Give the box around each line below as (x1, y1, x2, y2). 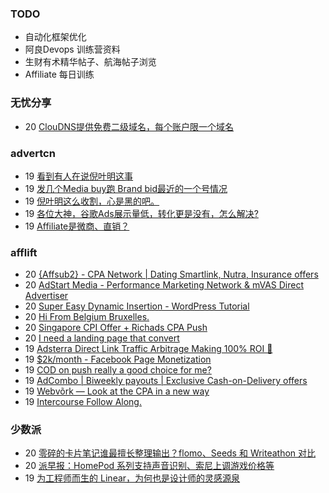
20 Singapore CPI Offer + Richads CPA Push (24, 322, 208, 334)
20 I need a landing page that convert (24, 332, 180, 344)
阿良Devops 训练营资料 (24, 43, 121, 56)
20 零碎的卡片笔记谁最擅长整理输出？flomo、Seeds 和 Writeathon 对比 (24, 447, 317, 459)
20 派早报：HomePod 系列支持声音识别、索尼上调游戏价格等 (24, 460, 275, 472)
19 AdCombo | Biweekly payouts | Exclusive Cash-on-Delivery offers (24, 375, 308, 387)
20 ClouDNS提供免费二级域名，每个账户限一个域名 (24, 120, 235, 132)
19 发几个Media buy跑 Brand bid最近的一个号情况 (24, 182, 228, 194)
